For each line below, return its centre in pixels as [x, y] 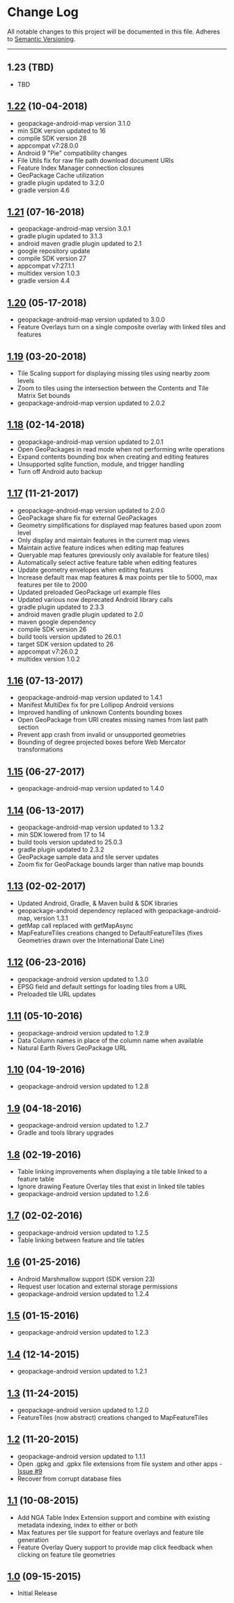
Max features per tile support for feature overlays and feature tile [110, 1532]
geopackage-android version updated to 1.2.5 [83, 1232]
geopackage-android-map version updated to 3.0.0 [91, 319]
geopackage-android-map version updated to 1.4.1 [89, 698]
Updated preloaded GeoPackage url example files [89, 592]
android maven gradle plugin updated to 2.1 [79, 244]
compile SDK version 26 [52, 629]
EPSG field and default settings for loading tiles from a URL [102, 986]
